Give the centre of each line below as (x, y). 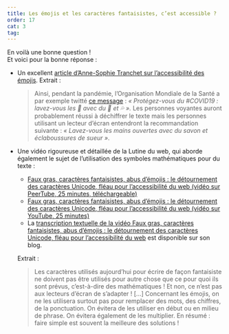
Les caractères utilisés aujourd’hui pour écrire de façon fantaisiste (128, 272)
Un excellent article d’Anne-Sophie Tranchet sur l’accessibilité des (111, 73)
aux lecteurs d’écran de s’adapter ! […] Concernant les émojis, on (127, 294)
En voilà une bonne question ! (49, 52)
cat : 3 (17, 26)
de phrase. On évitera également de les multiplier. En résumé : (122, 316)
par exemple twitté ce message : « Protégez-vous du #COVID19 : (126, 101)
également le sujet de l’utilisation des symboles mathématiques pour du (118, 158)
